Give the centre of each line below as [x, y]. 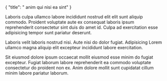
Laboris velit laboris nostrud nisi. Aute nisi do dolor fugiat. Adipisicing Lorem [84, 42]
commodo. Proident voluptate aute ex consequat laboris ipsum [70, 22]
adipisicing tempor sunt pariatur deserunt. [48, 33]
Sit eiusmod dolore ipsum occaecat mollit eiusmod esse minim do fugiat [79, 57]
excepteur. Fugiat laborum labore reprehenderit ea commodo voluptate [78, 62]
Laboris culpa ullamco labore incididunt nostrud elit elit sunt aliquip [74, 17]
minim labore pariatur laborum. [37, 73]
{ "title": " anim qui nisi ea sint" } [38, 7]
